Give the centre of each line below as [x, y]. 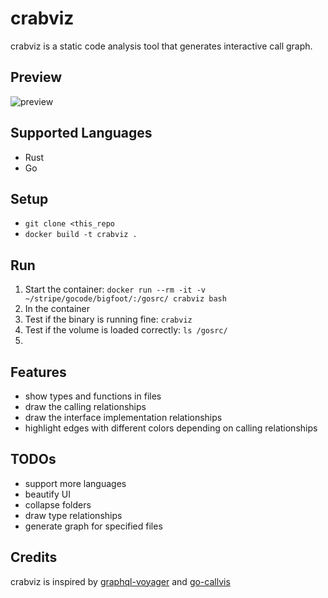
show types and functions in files [93, 396]
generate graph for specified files [93, 526]
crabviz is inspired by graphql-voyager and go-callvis [120, 581]
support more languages [75, 483]
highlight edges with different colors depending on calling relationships [171, 428]
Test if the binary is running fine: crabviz [108, 319]
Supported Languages [81, 133]
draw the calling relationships [85, 406]
